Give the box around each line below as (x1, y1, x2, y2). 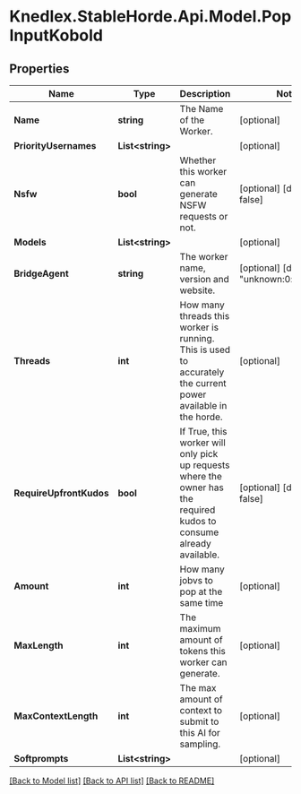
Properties (9, 61, 70, 76)
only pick (179, 448, 219, 460)
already (179, 538, 212, 549)
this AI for (179, 727, 221, 738)
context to (179, 704, 222, 716)
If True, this (179, 426, 228, 437)
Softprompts (13, 753, 69, 764)
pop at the (179, 585, 223, 598)
